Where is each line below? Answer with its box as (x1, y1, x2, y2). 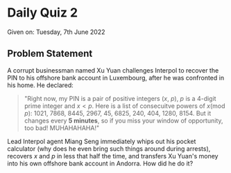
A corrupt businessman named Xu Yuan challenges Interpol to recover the (7, 66, 219, 74)
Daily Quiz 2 (7, 5, 78, 21)
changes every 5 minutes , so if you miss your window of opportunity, (24, 116, 223, 125)
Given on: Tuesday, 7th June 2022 (7, 28, 105, 36)
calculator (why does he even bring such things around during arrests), (7, 144, 211, 153)
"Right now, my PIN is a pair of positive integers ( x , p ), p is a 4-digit (24, 94, 216, 102)
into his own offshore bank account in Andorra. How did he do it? (7, 159, 194, 167)
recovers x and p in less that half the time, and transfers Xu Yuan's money (7, 152, 219, 160)
